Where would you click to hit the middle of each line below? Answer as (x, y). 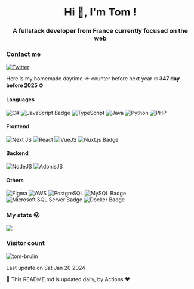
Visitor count (25, 243)
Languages (20, 100)
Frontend (18, 126)
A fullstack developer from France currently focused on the (100, 31)
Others (15, 180)
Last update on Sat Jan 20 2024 (46, 268)
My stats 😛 (23, 215)
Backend (17, 153)
